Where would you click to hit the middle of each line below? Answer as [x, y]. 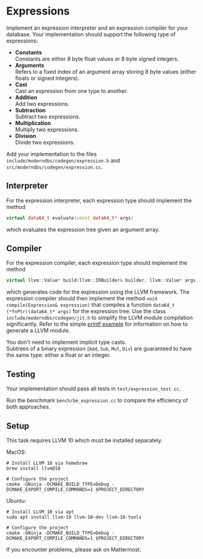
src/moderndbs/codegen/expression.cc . [54, 167]
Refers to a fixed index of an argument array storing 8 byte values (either [105, 71]
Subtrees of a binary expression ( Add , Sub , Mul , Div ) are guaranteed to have [99, 349]
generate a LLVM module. [38, 331]
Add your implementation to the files [52, 154]
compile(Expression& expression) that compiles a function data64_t [91, 305]
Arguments [29, 65]
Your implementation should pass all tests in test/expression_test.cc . [94, 389]
